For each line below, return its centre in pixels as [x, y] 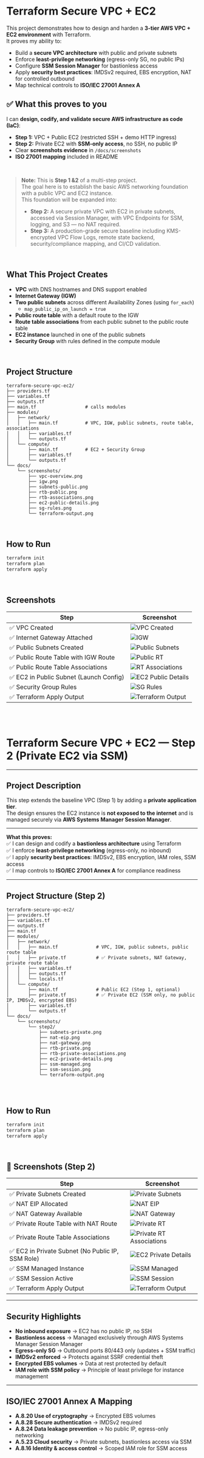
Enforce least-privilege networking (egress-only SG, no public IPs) [100, 59]
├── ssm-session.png [65, 1070]
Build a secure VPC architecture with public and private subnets [96, 52]
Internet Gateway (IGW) [46, 296]
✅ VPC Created [31, 627]
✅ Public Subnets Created [46, 647]
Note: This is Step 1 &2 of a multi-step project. [79, 180]
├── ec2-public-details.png [63, 503]
